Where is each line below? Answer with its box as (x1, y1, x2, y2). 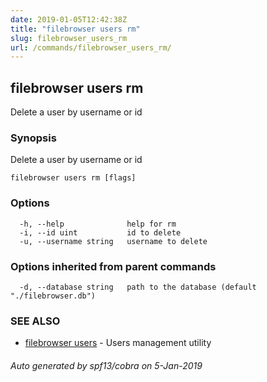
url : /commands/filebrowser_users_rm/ (10, 42, 172, 53)
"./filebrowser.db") (10, 291, 97, 301)
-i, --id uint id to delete (19, 227, 182, 238)
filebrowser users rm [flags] (10, 173, 137, 183)
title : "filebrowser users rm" (10, 24, 141, 34)
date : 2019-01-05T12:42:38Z (10, 14, 128, 25)
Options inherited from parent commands (10, 259, 217, 273)
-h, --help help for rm (19, 219, 177, 229)
